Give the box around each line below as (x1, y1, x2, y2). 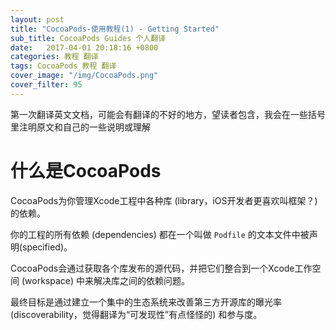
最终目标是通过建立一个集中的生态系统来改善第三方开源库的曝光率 (10, 296, 282, 308)
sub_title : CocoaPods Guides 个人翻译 (10, 33, 167, 43)
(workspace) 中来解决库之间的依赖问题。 (21, 274, 190, 286)
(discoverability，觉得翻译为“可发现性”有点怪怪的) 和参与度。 (10, 308, 263, 320)
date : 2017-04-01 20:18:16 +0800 (10, 42, 159, 53)
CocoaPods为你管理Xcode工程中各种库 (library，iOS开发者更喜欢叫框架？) (10, 194, 318, 206)
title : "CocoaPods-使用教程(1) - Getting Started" (10, 24, 220, 34)
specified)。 (22, 241, 73, 253)
